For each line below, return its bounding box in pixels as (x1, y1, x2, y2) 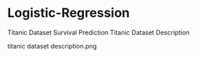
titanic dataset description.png (7, 42, 97, 50)
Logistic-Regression (7, 5, 130, 21)
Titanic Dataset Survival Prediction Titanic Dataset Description (7, 28, 190, 37)
